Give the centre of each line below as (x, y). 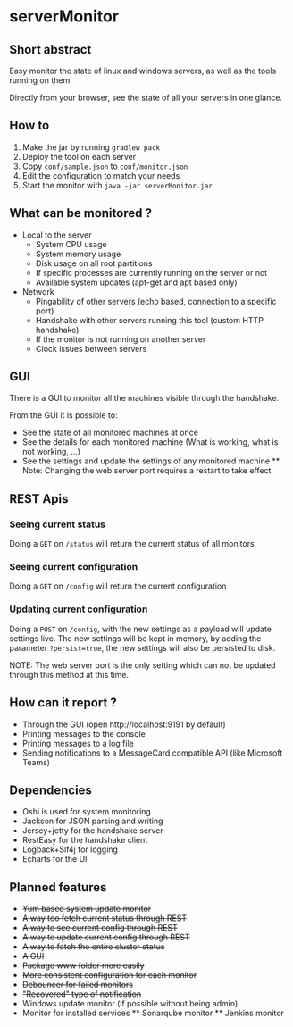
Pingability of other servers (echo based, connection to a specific (156, 301)
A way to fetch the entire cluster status (93, 947)
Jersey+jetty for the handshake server (92, 831)
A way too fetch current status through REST (105, 918)
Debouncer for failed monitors (78, 985)
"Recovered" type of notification (82, 994)
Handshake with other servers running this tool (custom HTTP (149, 320)
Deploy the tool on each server (79, 156)
